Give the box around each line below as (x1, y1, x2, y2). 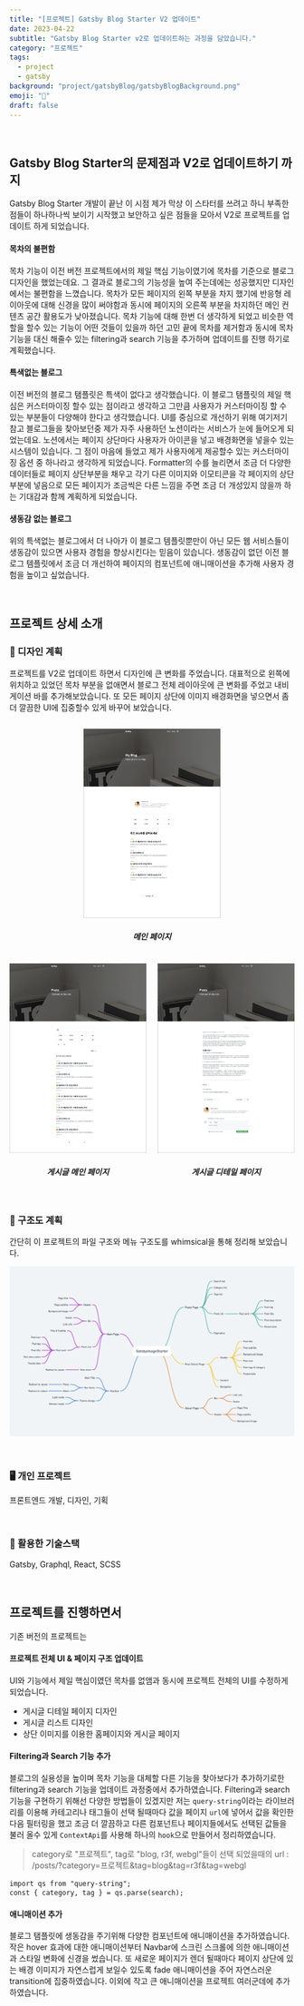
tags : (9, 53, 30, 63)
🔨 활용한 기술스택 (9, 1538, 80, 1551)
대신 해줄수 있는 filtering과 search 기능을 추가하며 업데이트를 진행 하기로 (33, 333, 290, 344)
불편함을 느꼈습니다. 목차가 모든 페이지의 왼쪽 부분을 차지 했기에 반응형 (33, 288, 282, 298)
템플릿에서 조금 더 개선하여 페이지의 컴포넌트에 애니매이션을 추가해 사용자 (25, 558, 285, 569)
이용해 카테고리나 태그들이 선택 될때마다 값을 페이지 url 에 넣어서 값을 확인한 (25, 1806, 294, 1817)
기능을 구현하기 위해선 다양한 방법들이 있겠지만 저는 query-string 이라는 (9, 1795, 264, 1805)
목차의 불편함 (9, 243, 56, 254)
